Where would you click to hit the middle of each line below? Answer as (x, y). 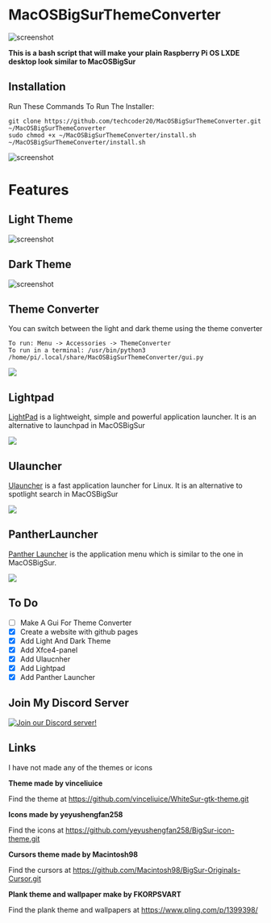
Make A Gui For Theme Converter (76, 623)
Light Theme (41, 220)
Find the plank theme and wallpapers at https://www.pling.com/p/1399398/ (133, 909)
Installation (37, 87)
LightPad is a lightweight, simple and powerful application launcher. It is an (132, 417)
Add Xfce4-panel (49, 650)
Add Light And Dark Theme (65, 640)
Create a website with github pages (79, 631)
